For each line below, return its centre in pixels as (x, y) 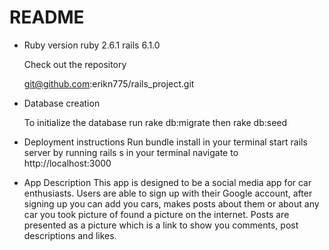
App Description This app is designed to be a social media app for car (167, 182)
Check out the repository (75, 64)
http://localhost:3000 (67, 163)
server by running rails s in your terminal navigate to (131, 152)
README (47, 17)
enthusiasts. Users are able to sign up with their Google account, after (168, 193)
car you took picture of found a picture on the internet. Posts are (156, 214)
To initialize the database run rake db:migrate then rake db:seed (155, 122)
